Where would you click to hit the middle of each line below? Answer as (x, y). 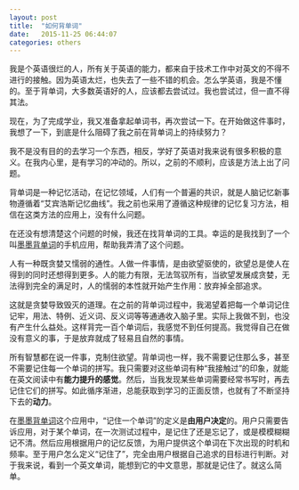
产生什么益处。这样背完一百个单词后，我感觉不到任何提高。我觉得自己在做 (153, 327)
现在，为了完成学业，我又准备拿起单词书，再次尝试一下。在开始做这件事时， (149, 121)
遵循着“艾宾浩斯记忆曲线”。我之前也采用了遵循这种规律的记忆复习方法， (149, 204)
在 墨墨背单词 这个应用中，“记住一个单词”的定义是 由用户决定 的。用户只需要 (145, 421)
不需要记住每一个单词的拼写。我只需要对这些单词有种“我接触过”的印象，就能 (149, 368)
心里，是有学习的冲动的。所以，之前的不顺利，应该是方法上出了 (165, 162)
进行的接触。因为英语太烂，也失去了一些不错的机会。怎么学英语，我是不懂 (145, 80)
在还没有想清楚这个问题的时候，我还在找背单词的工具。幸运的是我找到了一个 (149, 233)
